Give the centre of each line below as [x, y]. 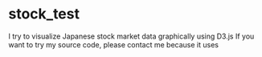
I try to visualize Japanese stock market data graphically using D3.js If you [131, 36]
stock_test [44, 14]
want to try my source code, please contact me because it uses [114, 44]
